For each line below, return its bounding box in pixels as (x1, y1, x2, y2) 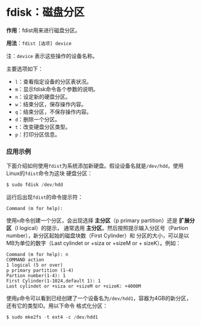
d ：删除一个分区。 (14, 115, 60, 123)
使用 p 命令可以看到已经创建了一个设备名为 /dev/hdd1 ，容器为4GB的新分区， (6, 295, 192, 302)
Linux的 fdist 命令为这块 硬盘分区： (6, 170, 93, 177)
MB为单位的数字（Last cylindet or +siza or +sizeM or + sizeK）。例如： (6, 240, 182, 247)
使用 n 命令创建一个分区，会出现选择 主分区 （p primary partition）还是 (6, 217, 178, 224)
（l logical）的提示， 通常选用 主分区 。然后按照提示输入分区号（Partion (11, 225, 188, 232)
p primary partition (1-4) (6, 267, 74, 273)
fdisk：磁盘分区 (6, 5, 85, 19)
